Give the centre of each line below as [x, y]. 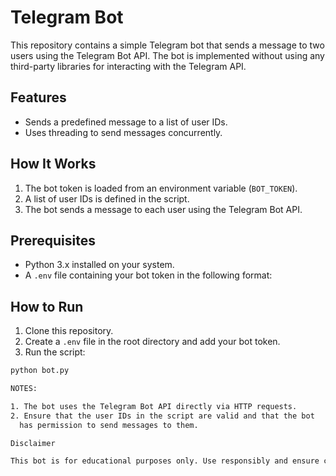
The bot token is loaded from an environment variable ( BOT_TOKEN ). [161, 188]
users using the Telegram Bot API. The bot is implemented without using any [167, 55]
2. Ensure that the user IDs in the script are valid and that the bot [162, 416]
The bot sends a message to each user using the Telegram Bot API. [163, 209]
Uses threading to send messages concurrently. [123, 132]
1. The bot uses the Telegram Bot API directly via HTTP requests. [154, 406]
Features [38, 97]
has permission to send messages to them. [109, 425]
